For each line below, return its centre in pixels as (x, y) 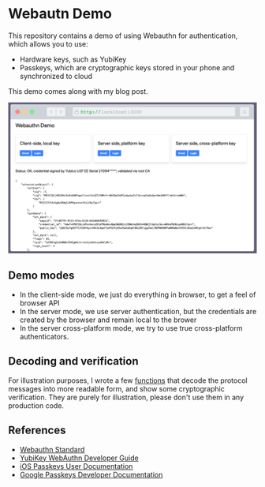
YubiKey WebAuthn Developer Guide (79, 458)
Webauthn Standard (52, 449)
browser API (40, 303)
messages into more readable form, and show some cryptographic (116, 388)
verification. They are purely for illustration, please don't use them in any (126, 397)
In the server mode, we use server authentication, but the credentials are (138, 311)
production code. (36, 405)
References (37, 431)
